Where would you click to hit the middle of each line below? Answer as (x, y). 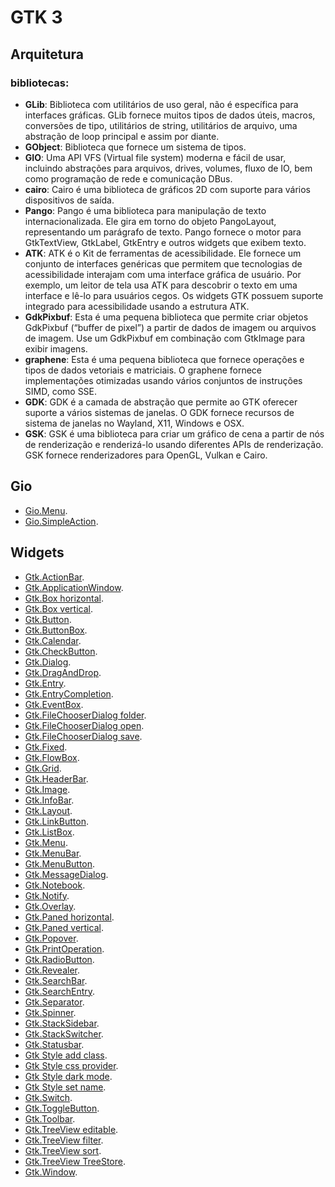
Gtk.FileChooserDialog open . (84, 725)
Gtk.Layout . (48, 810)
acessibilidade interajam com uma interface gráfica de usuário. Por (163, 274)
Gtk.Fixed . (46, 747)
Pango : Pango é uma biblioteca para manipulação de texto (145, 210)
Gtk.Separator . (54, 1002)
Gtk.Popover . (51, 938)
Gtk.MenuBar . (53, 853)
